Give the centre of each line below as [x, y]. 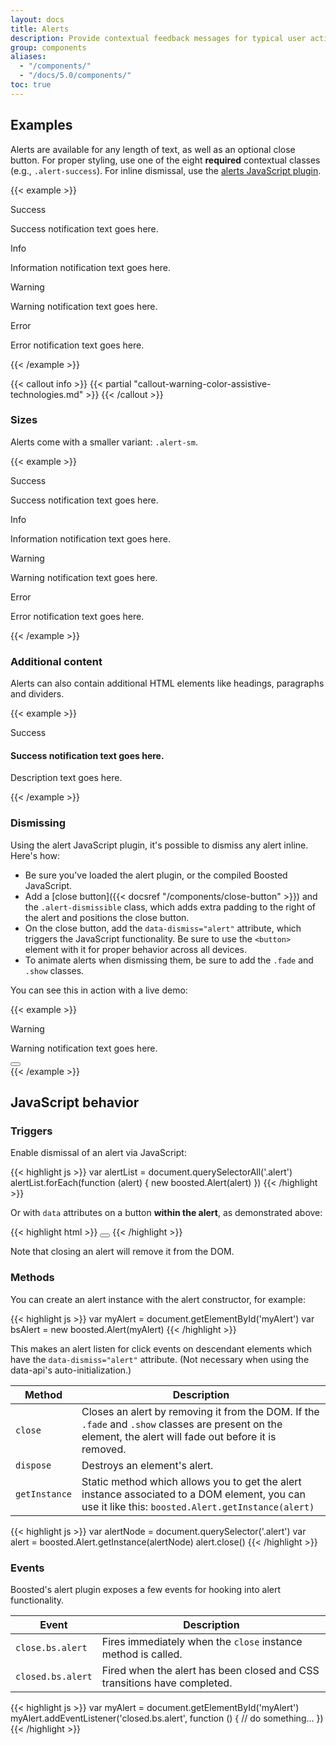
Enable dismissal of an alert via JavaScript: [98, 1153]
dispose [33, 1465]
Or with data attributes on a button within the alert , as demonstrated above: [166, 1213]
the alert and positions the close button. [107, 917]
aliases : [28, 57]
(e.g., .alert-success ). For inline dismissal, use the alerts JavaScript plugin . [166, 170]
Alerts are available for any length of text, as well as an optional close [153, 149]
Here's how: [35, 855]
